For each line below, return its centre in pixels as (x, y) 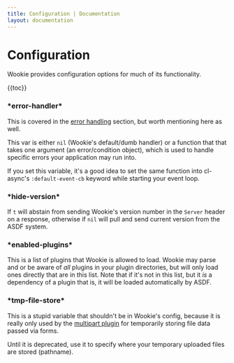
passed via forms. (33, 331)
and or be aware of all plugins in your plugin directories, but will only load (113, 268)
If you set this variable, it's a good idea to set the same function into (105, 171)
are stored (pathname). (41, 352)
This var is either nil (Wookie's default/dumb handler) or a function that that (117, 142)
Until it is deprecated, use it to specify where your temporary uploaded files (116, 344)
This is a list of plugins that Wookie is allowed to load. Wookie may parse (112, 260)
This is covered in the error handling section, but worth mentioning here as (115, 121)
